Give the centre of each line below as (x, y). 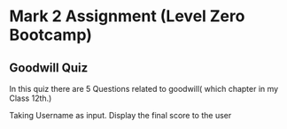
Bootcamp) (51, 35)
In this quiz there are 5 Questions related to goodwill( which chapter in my (144, 89)
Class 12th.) (31, 98)
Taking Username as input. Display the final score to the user (120, 115)
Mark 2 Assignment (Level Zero (127, 16)
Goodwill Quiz (49, 68)
